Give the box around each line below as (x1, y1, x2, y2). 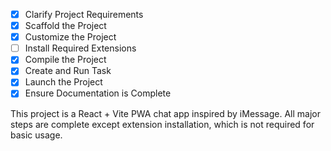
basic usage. (10, 129, 63, 141)
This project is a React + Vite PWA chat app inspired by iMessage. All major (10, 107, 321, 119)
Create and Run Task (24, 65, 112, 77)
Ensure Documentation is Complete (24, 87, 172, 99)
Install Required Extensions (24, 42, 137, 54)
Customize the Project (24, 31, 117, 43)
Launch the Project (24, 76, 103, 88)
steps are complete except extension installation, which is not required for (10, 118, 315, 130)
